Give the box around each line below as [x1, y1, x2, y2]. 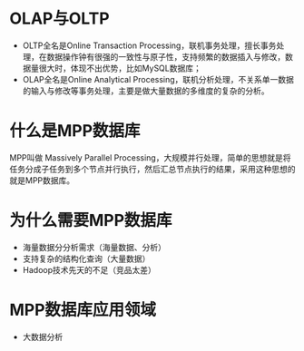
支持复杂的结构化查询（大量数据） [22, 253, 151, 264]
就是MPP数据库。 [9, 174, 75, 186]
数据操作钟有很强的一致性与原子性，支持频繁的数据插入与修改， [46, 51, 286, 62]
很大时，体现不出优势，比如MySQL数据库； [38, 63, 201, 73]
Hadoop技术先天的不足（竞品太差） [22, 264, 156, 275]
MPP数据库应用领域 [9, 300, 157, 320]
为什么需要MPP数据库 [9, 210, 172, 231]
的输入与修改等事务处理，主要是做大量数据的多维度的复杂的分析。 [22, 85, 270, 96]
